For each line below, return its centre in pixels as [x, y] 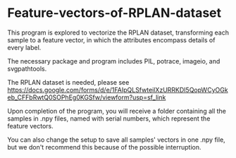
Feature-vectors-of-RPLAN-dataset [114, 13]
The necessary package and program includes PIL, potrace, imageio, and [114, 61]
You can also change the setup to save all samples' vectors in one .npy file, [116, 140]
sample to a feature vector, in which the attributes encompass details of [111, 39]
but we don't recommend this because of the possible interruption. [104, 147]
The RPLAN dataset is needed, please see [68, 82]
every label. [24, 47]
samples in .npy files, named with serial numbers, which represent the [109, 119]
